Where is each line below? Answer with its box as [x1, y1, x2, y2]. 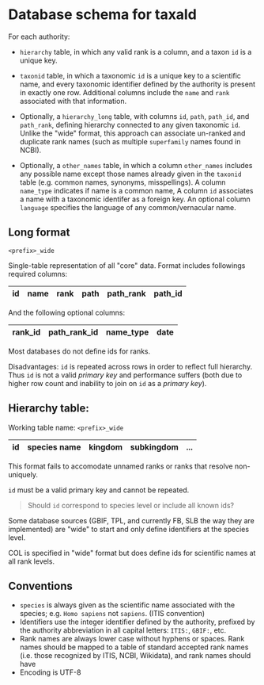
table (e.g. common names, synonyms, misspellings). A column [19, 177, 226, 187]
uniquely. [8, 469, 38, 479]
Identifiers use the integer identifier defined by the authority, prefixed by [19, 617, 255, 627]
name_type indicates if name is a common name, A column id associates [19, 186, 254, 195]
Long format [8, 226, 70, 239]
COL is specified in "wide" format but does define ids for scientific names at [8, 548, 256, 557]
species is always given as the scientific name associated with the [19, 600, 236, 610]
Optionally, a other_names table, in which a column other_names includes [19, 160, 253, 170]
